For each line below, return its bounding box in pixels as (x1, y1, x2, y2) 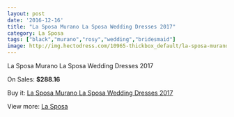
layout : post (7, 10, 45, 17)
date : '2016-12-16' (7, 17, 64, 24)
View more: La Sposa (7, 102, 68, 110)
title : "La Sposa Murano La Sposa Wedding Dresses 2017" (7, 23, 176, 30)
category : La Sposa (7, 29, 64, 37)
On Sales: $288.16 (7, 75, 61, 84)
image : (7, 42, 26, 49)
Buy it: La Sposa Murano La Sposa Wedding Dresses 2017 (7, 88, 173, 97)
